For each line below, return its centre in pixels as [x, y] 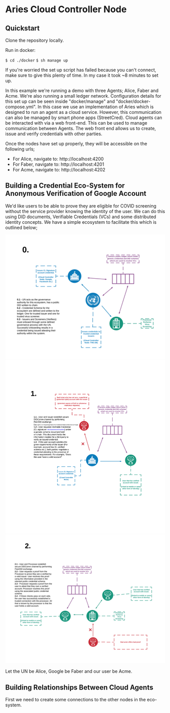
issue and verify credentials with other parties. [54, 134]
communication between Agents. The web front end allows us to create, [81, 128]
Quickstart [23, 28]
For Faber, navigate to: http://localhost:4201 [58, 164]
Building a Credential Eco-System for [65, 186]
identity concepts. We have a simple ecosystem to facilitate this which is [81, 222]
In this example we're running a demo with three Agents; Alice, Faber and [82, 91]
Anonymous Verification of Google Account [76, 194]
